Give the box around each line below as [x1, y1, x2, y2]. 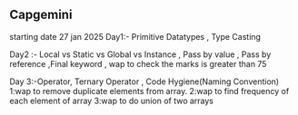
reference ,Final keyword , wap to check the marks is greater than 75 [9, 58, 267, 69]
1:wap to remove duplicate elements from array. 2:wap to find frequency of [9, 85, 290, 96]
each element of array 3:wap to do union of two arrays [9, 95, 214, 106]
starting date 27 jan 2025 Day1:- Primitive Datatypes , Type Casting [9, 31, 262, 42]
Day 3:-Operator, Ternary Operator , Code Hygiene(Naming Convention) [9, 76, 280, 87]
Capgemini [9, 7, 73, 23]
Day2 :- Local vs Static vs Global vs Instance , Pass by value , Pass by [9, 49, 272, 60]
